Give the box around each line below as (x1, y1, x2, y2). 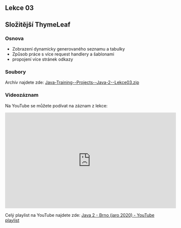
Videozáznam (5, 92, 39, 99)
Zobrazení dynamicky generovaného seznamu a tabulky (12, 46, 125, 52)
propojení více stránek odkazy (12, 56, 73, 62)
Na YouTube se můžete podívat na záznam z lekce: (5, 103, 108, 108)
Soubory (5, 69, 26, 75)
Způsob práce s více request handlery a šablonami (12, 51, 115, 57)
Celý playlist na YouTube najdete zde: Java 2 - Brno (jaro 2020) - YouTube (5, 212, 155, 218)
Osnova (5, 35, 24, 42)
